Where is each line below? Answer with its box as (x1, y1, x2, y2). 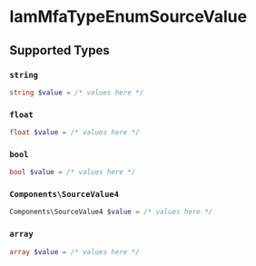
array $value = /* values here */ (9, 247, 141, 256)
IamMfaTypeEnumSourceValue (9, 6, 248, 27)
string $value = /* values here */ (9, 88, 144, 97)
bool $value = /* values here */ (9, 168, 136, 177)
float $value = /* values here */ (9, 128, 141, 137)
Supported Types (9, 43, 111, 58)
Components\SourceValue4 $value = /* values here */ (9, 207, 213, 217)
